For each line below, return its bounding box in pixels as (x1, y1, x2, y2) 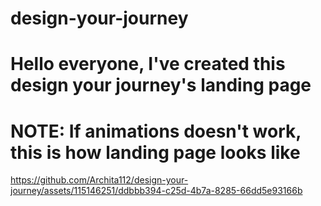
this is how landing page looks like (10, 141, 301, 164)
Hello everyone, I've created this (10, 53, 286, 76)
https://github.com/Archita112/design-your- (10, 174, 189, 186)
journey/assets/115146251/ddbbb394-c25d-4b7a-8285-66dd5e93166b (10, 185, 303, 197)
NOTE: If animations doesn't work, (10, 120, 302, 142)
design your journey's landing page (10, 74, 312, 97)
